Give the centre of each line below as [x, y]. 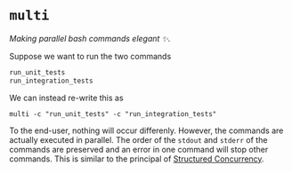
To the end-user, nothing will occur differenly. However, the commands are [146, 130]
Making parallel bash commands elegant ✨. [90, 38]
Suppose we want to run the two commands [90, 56]
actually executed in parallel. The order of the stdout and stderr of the [138, 139]
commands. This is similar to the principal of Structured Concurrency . [137, 159]
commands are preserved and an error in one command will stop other [139, 149]
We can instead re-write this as [66, 98]
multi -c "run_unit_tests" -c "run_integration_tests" [113, 114]
